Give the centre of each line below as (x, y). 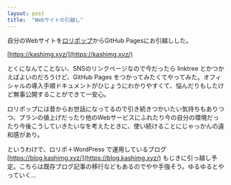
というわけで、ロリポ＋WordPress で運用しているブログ (87, 149)
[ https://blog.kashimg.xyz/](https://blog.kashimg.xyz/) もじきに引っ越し (109, 157)
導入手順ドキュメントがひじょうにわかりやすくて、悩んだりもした (124, 85)
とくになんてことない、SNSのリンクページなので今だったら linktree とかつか (116, 68)
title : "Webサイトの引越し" (46, 20)
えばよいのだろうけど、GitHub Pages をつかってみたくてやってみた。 (106, 77)
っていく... (22, 175)
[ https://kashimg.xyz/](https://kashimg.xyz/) (70, 54)
